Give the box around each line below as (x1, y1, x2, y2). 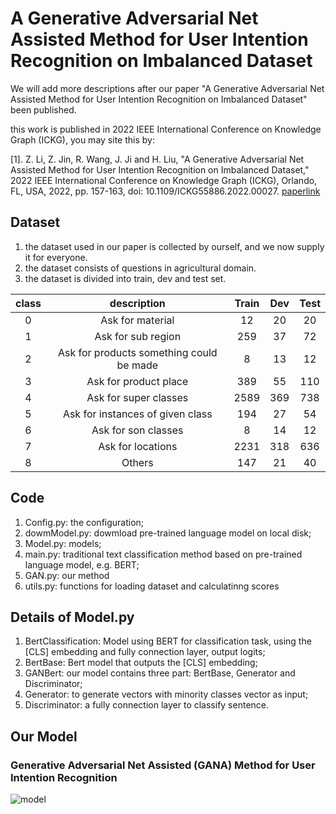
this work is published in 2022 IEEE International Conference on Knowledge (10, 123, 322, 135)
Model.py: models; (24, 537, 102, 549)
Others (121, 455, 154, 469)
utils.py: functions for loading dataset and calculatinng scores (24, 580, 280, 592)
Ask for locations (98, 439, 178, 453)
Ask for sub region (94, 329, 182, 343)
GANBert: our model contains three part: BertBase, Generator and (24, 667, 296, 679)
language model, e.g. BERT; (24, 558, 140, 571)
